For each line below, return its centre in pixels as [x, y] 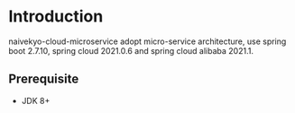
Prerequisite [44, 79]
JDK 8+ [36, 100]
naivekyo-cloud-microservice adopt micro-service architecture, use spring [147, 41]
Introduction [56, 17]
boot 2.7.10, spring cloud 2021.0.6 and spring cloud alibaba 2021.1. [131, 50]
